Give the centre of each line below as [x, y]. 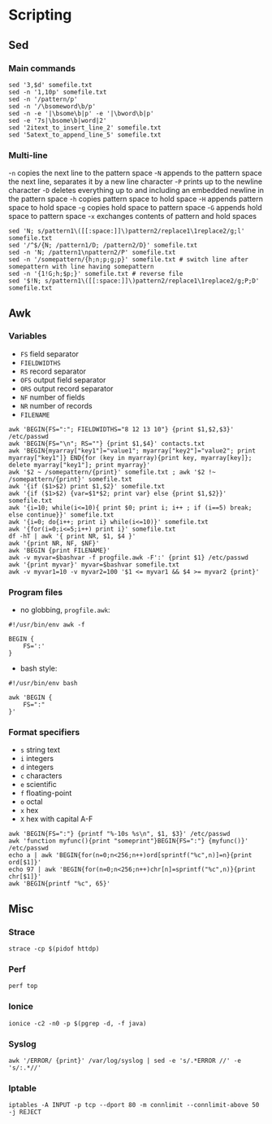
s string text [40, 750]
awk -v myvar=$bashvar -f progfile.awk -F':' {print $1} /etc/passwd [129, 558]
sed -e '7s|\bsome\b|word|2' [58, 120]
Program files [36, 592]
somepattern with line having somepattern [81, 267]
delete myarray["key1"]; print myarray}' [80, 465]
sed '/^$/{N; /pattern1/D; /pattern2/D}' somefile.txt [103, 246]
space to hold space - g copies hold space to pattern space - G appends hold [135, 208]
